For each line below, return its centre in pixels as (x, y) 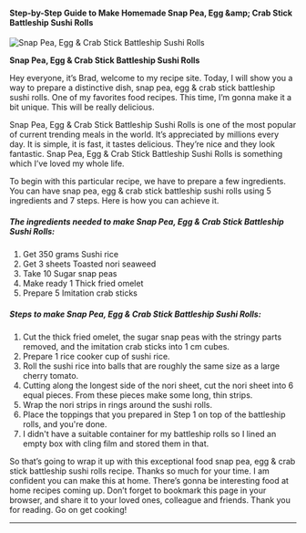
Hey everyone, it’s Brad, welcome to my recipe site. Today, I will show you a (151, 78)
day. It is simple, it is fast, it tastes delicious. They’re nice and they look (143, 144)
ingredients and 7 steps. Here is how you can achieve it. (114, 201)
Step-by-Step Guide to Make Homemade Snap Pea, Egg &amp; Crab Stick (151, 13)
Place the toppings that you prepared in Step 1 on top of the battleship (154, 414)
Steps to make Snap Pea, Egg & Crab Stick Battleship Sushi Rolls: (135, 314)
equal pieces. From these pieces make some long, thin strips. (138, 395)
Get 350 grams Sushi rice (71, 255)
